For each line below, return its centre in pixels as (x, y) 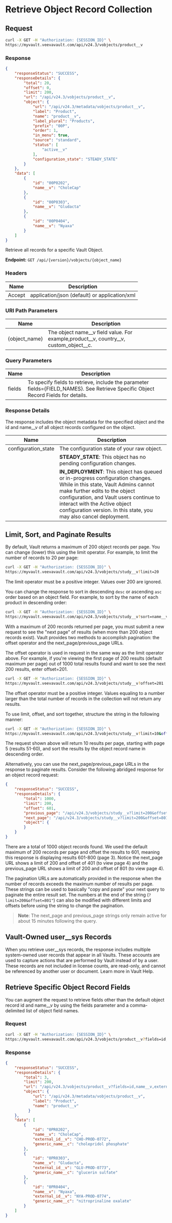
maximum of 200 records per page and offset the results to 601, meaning (82, 852)
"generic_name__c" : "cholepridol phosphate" (81, 1144)
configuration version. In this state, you (106, 510)
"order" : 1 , (45, 131)
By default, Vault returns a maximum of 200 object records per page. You (83, 547)
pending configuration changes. (98, 463)
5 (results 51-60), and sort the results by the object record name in (76, 749)
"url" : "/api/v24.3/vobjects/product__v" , (70, 97)
